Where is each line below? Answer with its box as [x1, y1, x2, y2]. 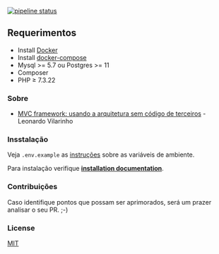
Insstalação [7, 135, 48, 145]
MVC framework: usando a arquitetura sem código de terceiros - [17, 109, 206, 118]
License [7, 223, 35, 233]
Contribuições [7, 182, 58, 192]
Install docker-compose [17, 53, 87, 61]
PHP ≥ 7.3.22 [17, 75, 56, 84]
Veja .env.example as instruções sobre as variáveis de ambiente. [7, 150, 195, 159]
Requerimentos [7, 27, 77, 39]
